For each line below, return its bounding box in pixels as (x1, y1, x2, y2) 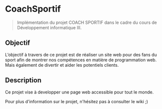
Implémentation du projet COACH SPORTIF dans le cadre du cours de (17, 19, 157, 25)
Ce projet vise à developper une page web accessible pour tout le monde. (5, 89, 154, 95)
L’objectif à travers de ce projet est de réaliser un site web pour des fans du (5, 52, 157, 57)
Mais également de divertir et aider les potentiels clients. (5, 62, 119, 68)
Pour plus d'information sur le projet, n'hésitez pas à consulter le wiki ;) (5, 98, 148, 104)
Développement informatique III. (17, 24, 82, 30)
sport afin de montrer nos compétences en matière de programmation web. (5, 57, 157, 63)
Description (5, 76, 41, 85)
